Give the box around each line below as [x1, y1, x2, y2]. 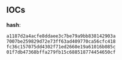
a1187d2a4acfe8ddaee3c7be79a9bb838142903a [6, 33, 116, 39]
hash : [6, 21, 21, 28]
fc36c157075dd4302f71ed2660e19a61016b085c [6, 43, 116, 50]
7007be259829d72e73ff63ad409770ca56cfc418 [6, 38, 116, 45]
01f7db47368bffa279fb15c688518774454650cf [6, 49, 116, 55]
